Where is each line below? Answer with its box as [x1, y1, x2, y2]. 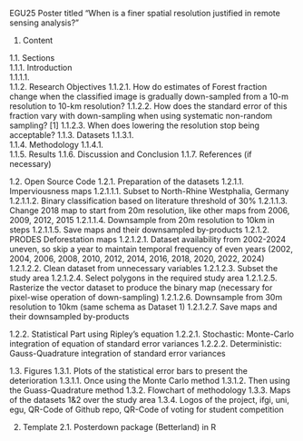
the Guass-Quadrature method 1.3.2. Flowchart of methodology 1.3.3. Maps [9, 385, 291, 396]
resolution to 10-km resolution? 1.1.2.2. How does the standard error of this [9, 101, 288, 112]
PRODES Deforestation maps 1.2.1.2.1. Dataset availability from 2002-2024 [9, 234, 287, 244]
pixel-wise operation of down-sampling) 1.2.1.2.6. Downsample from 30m [9, 292, 283, 302]
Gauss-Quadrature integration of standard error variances [9, 348, 227, 358]
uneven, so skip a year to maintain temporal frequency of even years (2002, [9, 244, 293, 254]
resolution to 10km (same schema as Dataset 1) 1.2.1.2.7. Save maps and [9, 301, 278, 312]
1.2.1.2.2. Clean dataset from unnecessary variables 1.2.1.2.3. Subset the [9, 263, 279, 273]
